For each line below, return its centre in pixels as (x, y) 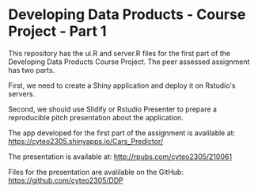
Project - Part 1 (57, 31)
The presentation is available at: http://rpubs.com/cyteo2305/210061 (120, 157)
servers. (22, 93)
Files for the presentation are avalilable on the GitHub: (96, 172)
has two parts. (32, 70)
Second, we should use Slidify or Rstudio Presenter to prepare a (113, 109)
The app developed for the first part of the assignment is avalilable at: (122, 133)
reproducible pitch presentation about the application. (96, 117)
